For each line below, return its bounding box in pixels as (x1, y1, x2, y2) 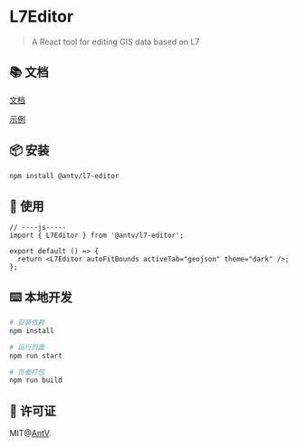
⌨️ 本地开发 (9, 290, 72, 305)
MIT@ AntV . (9, 428, 52, 439)
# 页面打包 (9, 367, 45, 376)
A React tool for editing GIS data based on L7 (31, 36, 200, 47)
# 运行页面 (9, 342, 45, 352)
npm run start (9, 351, 63, 360)
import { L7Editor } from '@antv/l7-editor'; (9, 231, 184, 241)
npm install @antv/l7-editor (9, 171, 120, 180)
